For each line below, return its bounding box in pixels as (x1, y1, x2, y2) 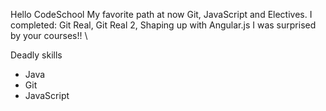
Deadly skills (10, 49, 63, 61)
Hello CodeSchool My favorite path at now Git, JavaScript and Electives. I (10, 9, 313, 20)
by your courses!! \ (10, 30, 88, 41)
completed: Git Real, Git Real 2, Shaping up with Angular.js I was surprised (10, 19, 317, 31)
